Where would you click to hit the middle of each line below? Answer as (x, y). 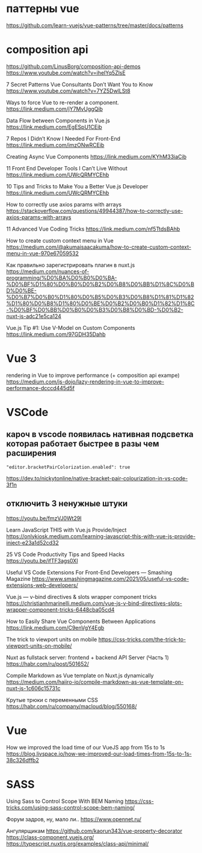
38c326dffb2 (23, 760)
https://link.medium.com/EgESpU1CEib (54, 127)
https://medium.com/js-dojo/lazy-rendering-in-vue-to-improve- (85, 382)
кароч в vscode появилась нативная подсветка (100, 434)
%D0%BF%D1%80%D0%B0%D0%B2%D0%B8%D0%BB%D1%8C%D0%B (100, 284)
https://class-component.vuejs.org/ (50, 837)
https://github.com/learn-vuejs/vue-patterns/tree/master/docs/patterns (95, 25)
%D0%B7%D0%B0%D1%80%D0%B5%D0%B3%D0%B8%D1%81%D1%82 (100, 297)
